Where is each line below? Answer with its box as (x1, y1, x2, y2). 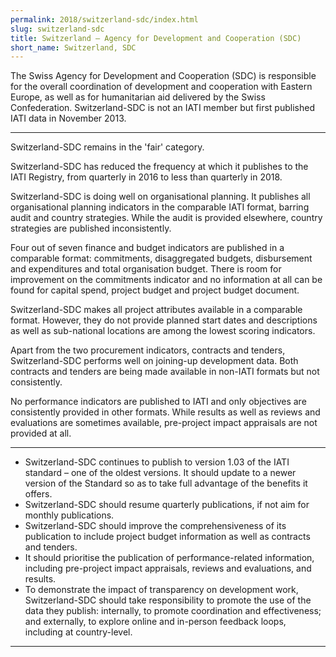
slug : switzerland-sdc (10, 24, 105, 34)
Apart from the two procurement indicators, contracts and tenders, (10, 344, 286, 356)
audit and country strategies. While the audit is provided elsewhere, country (10, 212, 323, 224)
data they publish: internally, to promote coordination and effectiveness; (24, 605, 322, 617)
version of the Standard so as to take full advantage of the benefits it (24, 477, 308, 490)
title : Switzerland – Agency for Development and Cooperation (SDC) (10, 33, 302, 43)
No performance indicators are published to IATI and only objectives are (10, 396, 307, 408)
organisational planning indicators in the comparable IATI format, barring (10, 201, 310, 213)
